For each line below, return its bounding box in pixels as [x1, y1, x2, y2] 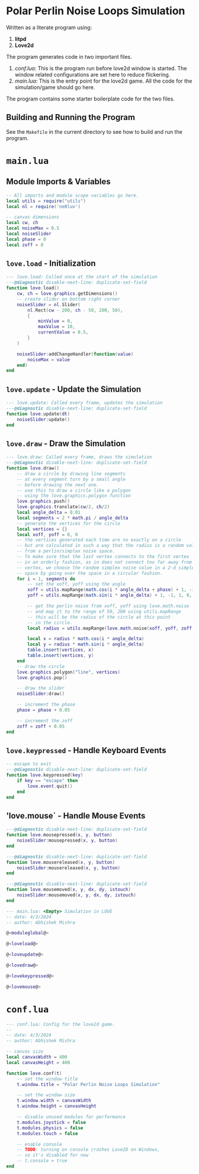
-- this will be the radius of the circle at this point [27, 614, 171, 620]
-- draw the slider [17, 685, 65, 691]
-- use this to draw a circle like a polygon [17, 487, 131, 493]
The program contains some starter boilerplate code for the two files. [6, 95, 175, 102]
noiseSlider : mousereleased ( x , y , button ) [17, 865, 120, 871]
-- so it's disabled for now [17, 1152, 89, 1159]
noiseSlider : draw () [17, 691, 65, 697]
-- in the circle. [27, 619, 73, 625]
